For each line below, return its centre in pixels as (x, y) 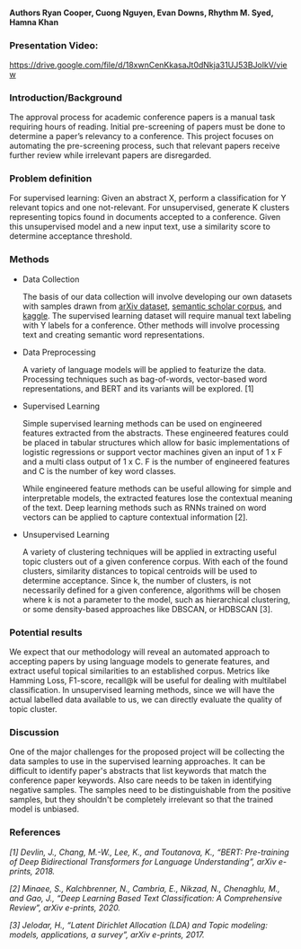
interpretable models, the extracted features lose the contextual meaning (158, 497)
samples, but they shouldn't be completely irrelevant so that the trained (142, 800)
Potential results (46, 632)
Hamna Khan (34, 22)
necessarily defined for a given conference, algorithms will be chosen (151, 590)
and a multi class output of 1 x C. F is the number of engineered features (156, 461)
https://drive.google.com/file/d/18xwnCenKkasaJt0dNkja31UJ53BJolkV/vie (148, 65)
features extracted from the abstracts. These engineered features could (155, 433)
